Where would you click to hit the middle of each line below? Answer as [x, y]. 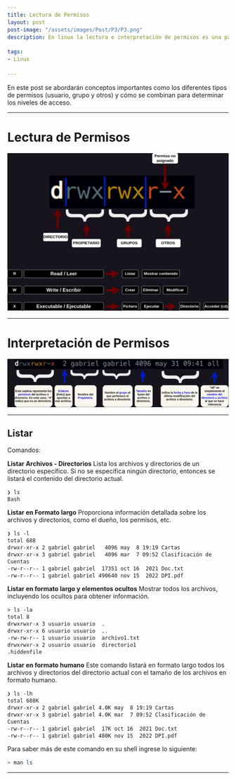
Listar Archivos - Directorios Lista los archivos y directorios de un [104, 464]
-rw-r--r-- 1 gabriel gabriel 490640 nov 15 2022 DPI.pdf [96, 576]
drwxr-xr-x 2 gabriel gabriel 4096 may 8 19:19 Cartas [94, 548]
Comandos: [24, 450]
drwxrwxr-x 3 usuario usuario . [56, 624]
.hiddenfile [25, 652]
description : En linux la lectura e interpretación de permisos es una [114, 37]
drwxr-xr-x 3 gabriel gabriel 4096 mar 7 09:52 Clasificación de [110, 555]
